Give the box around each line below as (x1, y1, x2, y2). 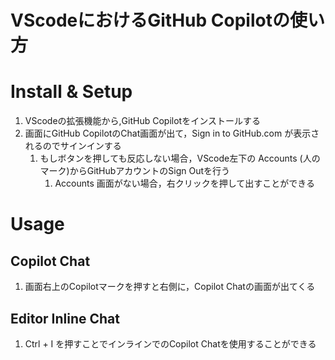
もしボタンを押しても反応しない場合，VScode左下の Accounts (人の (39, 152, 321, 165)
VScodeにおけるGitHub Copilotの (10, 9, 290, 32)
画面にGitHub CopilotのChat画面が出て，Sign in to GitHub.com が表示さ (24, 127, 320, 140)
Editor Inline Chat (10, 310, 120, 327)
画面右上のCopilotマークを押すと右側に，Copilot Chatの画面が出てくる (24, 281, 316, 293)
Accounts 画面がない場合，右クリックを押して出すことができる (54, 177, 316, 190)
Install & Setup (10, 81, 133, 103)
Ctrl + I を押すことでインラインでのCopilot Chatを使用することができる (24, 337, 317, 350)
